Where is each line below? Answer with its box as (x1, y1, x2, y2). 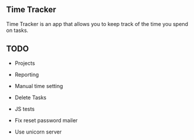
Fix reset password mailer (14, 116, 78, 123)
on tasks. (6, 27, 28, 34)
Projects (14, 59, 35, 67)
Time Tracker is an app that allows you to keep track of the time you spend (6, 20, 188, 27)
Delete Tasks (14, 94, 47, 101)
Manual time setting (14, 82, 63, 89)
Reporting (14, 71, 40, 78)
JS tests (14, 105, 35, 112)
